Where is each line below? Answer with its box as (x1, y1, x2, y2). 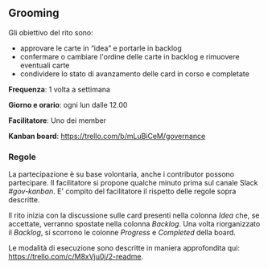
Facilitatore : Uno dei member (8, 116, 107, 125)
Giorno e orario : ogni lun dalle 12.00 (8, 100, 128, 109)
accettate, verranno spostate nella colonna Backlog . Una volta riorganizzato (8, 219, 261, 229)
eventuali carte (19, 60, 70, 70)
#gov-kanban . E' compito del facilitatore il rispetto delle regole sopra (8, 186, 237, 196)
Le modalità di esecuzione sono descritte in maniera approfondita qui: (8, 243, 240, 253)
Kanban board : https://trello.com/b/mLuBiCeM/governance (8, 131, 206, 141)
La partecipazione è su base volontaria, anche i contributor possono (8, 169, 235, 179)
